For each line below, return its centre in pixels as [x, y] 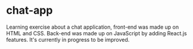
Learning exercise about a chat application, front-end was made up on [93, 27]
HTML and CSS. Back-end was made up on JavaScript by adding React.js [96, 33]
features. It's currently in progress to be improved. [68, 39]
